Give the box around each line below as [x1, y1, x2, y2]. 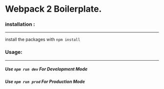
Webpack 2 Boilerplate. [5, 3, 102, 15]
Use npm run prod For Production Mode [5, 78, 85, 84]
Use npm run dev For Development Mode [5, 66, 88, 72]
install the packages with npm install [5, 37, 81, 43]
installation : [5, 21, 35, 28]
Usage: [5, 49, 23, 56]
